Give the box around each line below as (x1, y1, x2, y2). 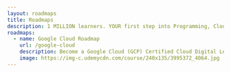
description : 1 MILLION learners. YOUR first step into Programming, (7, 23, 211, 29)
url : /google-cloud (19, 42, 76, 49)
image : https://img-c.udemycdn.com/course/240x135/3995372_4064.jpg (19, 55, 220, 62)
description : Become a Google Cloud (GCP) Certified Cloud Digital (19, 49, 217, 56)
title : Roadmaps (7, 16, 54, 23)
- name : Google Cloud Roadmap (13, 36, 100, 43)
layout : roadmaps (7, 10, 57, 17)
